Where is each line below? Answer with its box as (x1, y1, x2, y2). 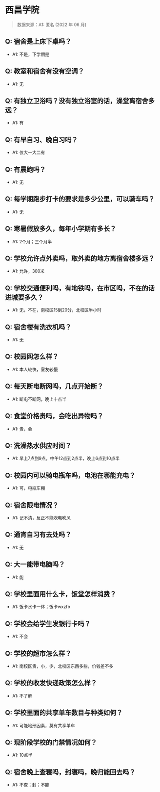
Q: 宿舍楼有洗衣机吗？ (5, 323, 72, 331)
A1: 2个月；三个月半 (12, 238, 52, 244)
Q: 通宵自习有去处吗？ (5, 531, 72, 539)
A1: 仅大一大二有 (12, 150, 45, 155)
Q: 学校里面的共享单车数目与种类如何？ (5, 709, 123, 717)
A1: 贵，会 (12, 426, 33, 432)
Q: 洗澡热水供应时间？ (5, 441, 72, 450)
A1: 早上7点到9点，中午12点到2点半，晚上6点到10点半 (12, 456, 120, 461)
